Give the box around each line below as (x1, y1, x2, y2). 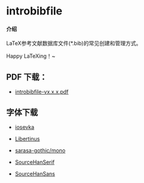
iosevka (14, 123, 35, 131)
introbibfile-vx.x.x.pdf (14, 88, 69, 96)
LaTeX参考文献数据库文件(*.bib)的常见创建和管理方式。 (6, 40, 142, 47)
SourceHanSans (14, 170, 55, 178)
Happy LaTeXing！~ (6, 52, 56, 60)
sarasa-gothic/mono (14, 147, 66, 154)
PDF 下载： (6, 72, 48, 82)
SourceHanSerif (14, 158, 55, 166)
